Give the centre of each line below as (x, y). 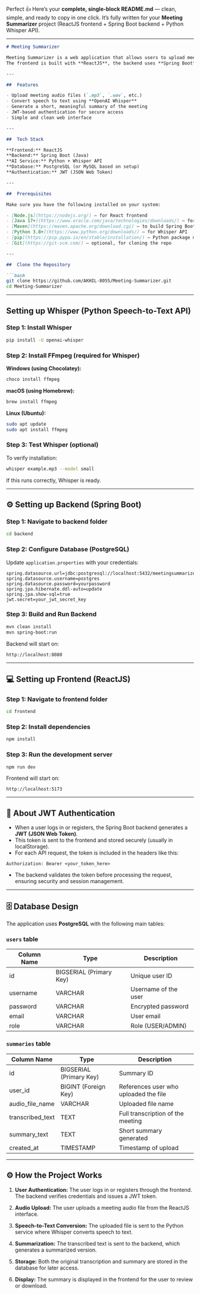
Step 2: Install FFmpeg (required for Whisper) (73, 355)
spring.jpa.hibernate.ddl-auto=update (54, 589)
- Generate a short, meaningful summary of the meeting (77, 107)
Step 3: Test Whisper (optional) (52, 445)
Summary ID (136, 1073)
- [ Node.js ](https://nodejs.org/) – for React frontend (77, 215)
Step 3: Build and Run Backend (51, 614)
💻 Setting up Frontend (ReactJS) (68, 679)
